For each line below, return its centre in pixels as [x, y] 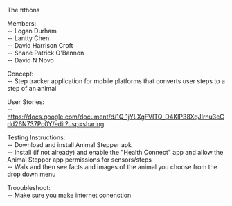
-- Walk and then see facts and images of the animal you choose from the [113, 167]
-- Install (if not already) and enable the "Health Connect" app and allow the [115, 152]
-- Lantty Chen [28, 38]
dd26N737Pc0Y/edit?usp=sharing [56, 124]
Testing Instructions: [36, 137]
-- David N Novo [30, 60]
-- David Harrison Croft [40, 45]
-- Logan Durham [32, 31]
